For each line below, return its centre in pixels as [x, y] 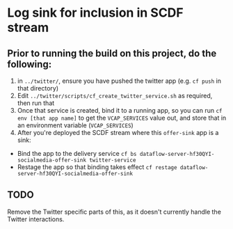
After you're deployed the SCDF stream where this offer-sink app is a [118, 133]
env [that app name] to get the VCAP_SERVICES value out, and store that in [122, 118]
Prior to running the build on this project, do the [112, 53]
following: [30, 64]
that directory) [38, 88]
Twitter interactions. [36, 219]
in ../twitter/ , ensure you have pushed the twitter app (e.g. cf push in [119, 81]
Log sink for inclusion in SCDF [96, 13]
